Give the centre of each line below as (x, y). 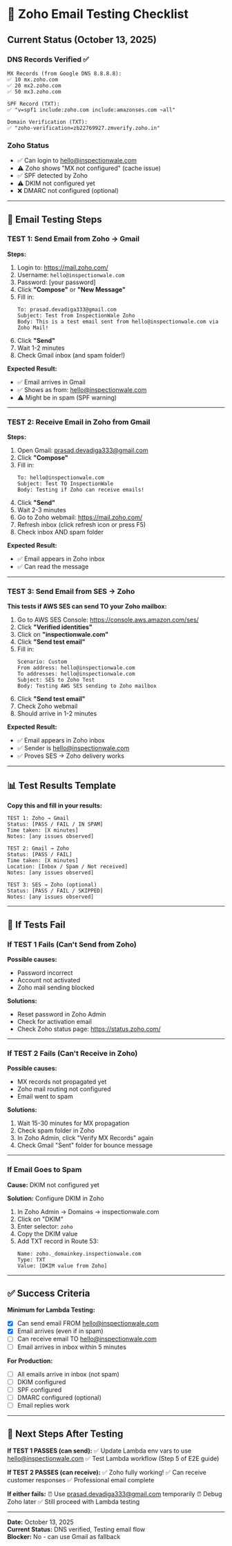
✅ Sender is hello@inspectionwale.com (73, 748)
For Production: (30, 1361)
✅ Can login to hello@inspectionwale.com (77, 160)
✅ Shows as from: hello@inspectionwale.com (82, 389)
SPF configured (39, 1390)
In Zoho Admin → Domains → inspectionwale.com (88, 1211)
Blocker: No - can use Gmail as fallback (64, 1536)
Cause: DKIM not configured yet (54, 1184)
